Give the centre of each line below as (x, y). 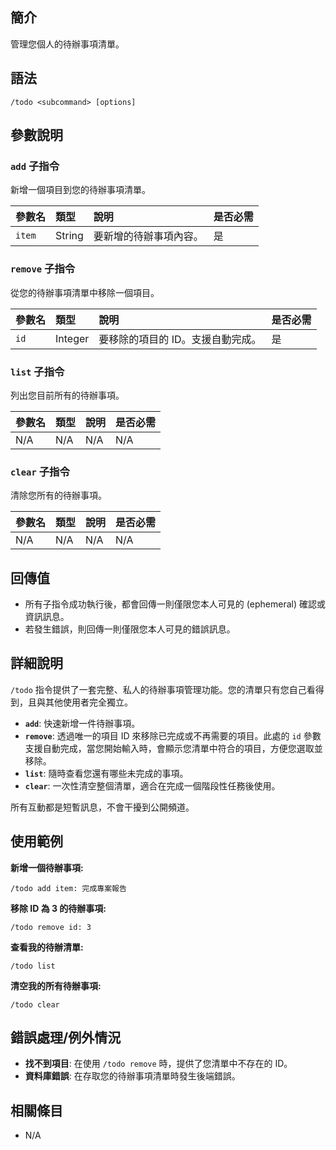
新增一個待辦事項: (47, 867)
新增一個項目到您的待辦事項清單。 (80, 190)
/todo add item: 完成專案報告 (68, 888)
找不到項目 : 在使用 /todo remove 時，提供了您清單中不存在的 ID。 (158, 1064)
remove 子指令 (43, 269)
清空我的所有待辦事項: (56, 985)
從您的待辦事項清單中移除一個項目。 (85, 292)
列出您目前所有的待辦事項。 (67, 395)
